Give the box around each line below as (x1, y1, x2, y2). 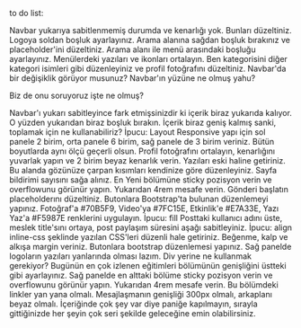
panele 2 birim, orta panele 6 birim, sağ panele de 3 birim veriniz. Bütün (9, 137, 275, 146)
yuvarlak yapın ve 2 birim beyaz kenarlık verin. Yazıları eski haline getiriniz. (9, 155, 286, 165)
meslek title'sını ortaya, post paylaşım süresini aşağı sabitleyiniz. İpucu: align (9, 222, 293, 233)
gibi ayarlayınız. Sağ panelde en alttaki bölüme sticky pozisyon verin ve (9, 270, 273, 280)
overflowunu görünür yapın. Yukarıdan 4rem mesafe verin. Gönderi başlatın (9, 184, 289, 194)
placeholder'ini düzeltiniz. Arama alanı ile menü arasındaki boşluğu (9, 44, 256, 55)
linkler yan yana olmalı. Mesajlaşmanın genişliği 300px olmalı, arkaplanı (9, 289, 272, 299)
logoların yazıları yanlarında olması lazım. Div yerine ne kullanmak (9, 251, 252, 262)
